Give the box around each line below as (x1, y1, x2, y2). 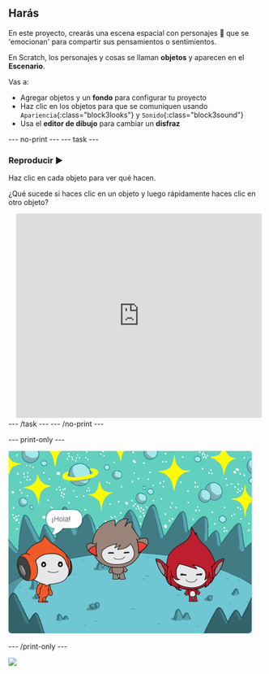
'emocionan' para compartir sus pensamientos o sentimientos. (8, 37, 217, 46)
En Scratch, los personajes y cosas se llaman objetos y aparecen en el (8, 52, 245, 62)
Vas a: (8, 76, 30, 86)
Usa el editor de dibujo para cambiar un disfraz (19, 118, 181, 128)
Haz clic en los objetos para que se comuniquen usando (19, 101, 208, 111)
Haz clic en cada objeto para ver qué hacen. (8, 173, 156, 183)
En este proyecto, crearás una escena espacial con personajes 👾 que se (8, 28, 250, 37)
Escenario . (8, 61, 45, 71)
